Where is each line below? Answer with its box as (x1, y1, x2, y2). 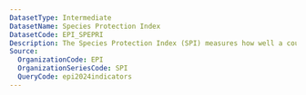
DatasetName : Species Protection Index (9, 22, 161, 31)
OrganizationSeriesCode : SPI (17, 64, 128, 73)
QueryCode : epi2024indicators (17, 72, 132, 81)
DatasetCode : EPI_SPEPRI (9, 30, 104, 39)
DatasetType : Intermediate (9, 13, 112, 23)
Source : (9, 47, 39, 56)
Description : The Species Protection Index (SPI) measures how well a (9, 38, 283, 48)
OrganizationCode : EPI (17, 55, 104, 64)
